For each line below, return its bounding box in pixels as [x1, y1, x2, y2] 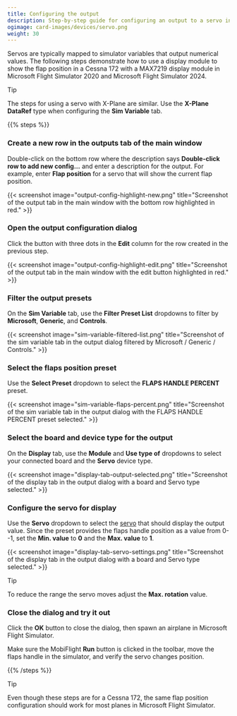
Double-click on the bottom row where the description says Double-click [7, 154, 220, 163]
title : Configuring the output [7, 10, 99, 18]
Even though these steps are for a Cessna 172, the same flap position [7, 693, 209, 702]
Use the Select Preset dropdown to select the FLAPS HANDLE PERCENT [7, 379, 220, 387]
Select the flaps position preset [7, 363, 117, 373]
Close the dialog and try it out [7, 607, 111, 617]
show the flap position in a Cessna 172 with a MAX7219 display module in [7, 64, 220, 73]
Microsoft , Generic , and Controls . [7, 317, 108, 325]
